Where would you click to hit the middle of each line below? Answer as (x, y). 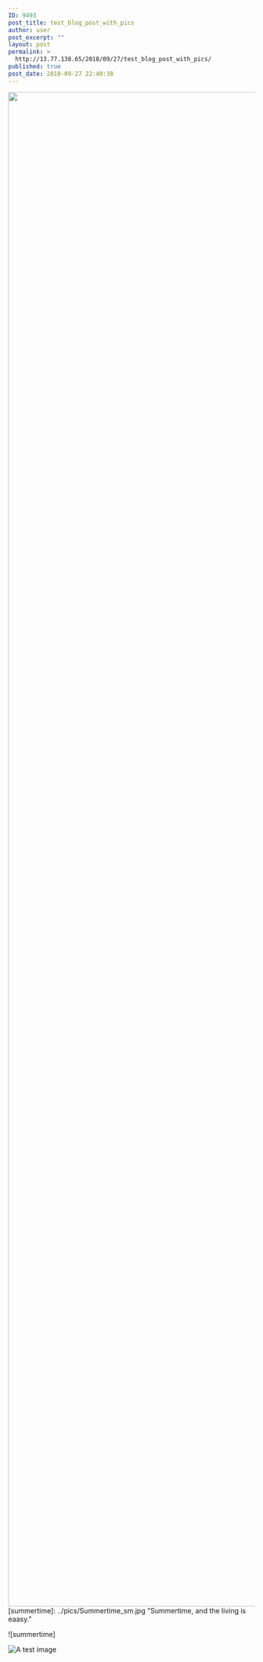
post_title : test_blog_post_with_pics (71, 23)
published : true (34, 67)
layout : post (29, 45)
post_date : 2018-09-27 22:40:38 (61, 74)
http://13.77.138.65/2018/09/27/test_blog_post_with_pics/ (113, 60)
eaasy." (20, 1619)
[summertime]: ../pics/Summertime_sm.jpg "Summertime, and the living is (127, 1610)
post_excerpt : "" (36, 37)
